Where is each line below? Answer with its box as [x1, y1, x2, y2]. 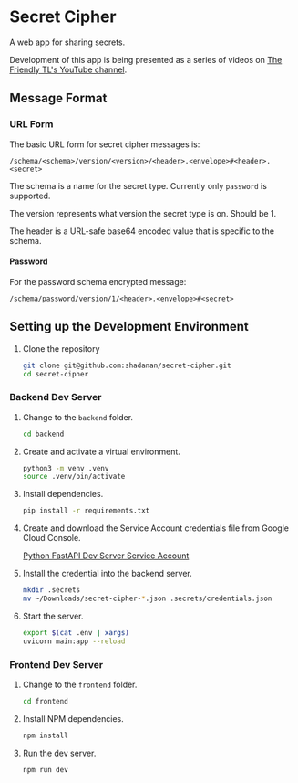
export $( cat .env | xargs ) [22, 628, 129, 637]
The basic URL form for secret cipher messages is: [9, 139, 200, 150]
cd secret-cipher [22, 369, 89, 378]
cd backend [22, 429, 65, 439]
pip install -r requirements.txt [22, 506, 150, 515]
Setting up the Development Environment [9, 319, 249, 334]
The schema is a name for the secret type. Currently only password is [9, 180, 267, 191]
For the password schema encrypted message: [9, 276, 187, 287]
